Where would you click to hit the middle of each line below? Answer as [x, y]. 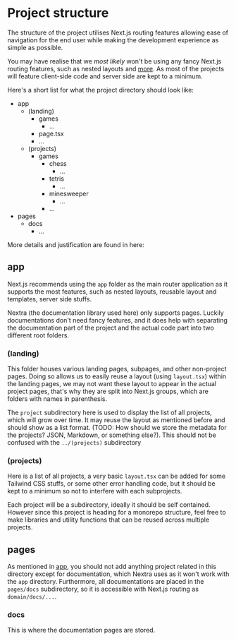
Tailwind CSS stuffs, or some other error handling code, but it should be [112, 484]
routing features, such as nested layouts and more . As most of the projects [116, 68]
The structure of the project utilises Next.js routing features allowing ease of [118, 32]
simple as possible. [35, 47]
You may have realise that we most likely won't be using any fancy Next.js [114, 61]
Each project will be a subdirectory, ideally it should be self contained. [109, 505]
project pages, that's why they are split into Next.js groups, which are [108, 391]
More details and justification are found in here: [76, 244]
